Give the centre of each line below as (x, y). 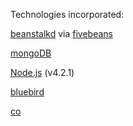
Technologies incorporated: (67, 14)
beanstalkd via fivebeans (61, 33)
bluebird (27, 92)
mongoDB (31, 53)
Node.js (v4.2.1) (42, 72)
